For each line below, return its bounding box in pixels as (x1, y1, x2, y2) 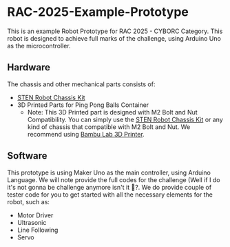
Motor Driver (17, 211, 54, 219)
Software (7, 150, 48, 162)
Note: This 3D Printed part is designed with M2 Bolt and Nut (27, 108, 198, 116)
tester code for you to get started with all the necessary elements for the (7, 190, 213, 199)
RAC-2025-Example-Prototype (7, 4, 189, 20)
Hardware (7, 61, 50, 73)
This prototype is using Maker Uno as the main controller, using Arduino (7, 168, 211, 177)
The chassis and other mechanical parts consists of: (7, 80, 156, 88)
